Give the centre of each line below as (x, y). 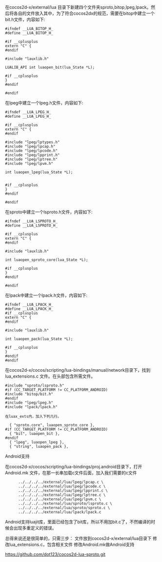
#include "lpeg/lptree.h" (31, 159)
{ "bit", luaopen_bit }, (35, 434)
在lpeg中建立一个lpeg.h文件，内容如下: (44, 103)
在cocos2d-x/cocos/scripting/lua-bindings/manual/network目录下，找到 (78, 370)
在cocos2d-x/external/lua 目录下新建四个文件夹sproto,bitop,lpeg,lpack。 (78, 7)
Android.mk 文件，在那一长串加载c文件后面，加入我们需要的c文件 (71, 473)
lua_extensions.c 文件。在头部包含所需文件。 (50, 376)
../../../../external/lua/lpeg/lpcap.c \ (61, 482)
